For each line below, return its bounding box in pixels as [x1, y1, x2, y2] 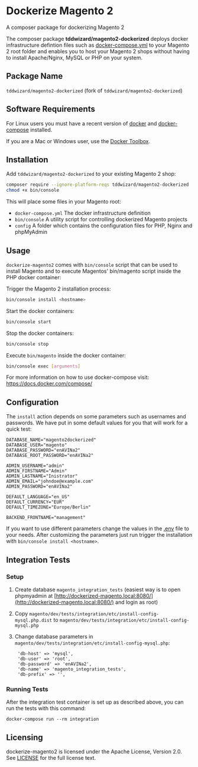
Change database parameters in [14, 633, 93, 640]
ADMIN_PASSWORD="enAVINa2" [6, 484, 73, 489]
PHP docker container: [6, 273, 61, 281]
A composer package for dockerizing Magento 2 [6, 24, 125, 31]
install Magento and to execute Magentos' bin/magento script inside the [6, 268, 181, 275]
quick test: [6, 426, 32, 433]
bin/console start [6, 318, 51, 325]
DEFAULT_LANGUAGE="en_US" [6, 494, 70, 500]
